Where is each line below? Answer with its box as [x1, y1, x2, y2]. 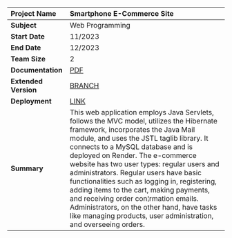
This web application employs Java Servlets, [70, 108, 214, 117]
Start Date [10, 32, 45, 41]
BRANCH [70, 81, 99, 90]
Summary [10, 163, 43, 173]
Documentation [10, 66, 64, 75]
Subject [10, 21, 37, 30]
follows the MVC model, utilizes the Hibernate [70, 117, 217, 126]
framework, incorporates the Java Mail [70, 125, 195, 134]
